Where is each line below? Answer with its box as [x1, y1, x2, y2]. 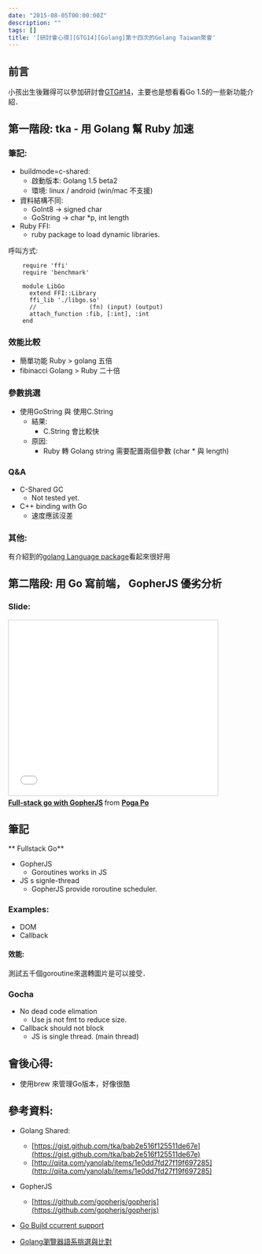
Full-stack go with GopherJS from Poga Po [8, 798, 149, 807]
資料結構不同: [19, 195, 64, 205]
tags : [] [8, 26, 37, 34]
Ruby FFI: [19, 221, 51, 230]
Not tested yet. [31, 492, 80, 502]
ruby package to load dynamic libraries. [31, 230, 161, 239]
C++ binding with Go [19, 501, 87, 511]
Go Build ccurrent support [19, 1220, 105, 1230]
